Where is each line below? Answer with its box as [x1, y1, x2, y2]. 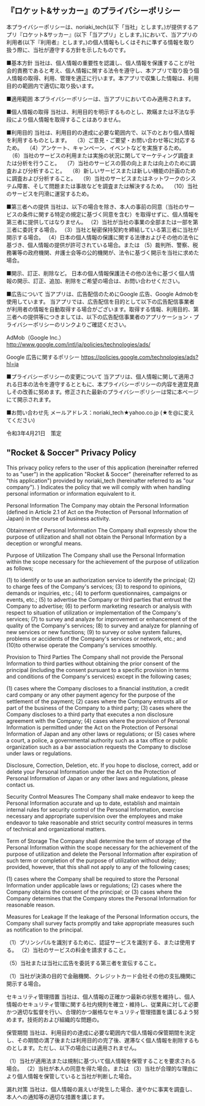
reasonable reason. [6, 901, 55, 908]
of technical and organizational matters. [6, 825, 106, 832]
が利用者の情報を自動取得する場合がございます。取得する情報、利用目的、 [6, 305, 194, 313]
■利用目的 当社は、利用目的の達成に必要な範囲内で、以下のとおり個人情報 [6, 129, 195, 136]
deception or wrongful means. [6, 539, 83, 547]
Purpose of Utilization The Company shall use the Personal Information [6, 551, 185, 559]
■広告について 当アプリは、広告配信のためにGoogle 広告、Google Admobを [6, 290, 199, 297]
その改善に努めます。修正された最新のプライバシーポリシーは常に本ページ [11, 388, 199, 395]
